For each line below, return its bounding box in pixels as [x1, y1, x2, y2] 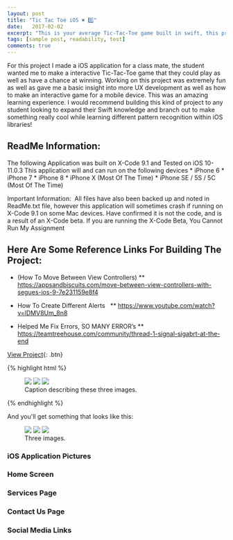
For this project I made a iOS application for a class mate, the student [7, 62, 205, 69]
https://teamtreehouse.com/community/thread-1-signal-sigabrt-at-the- [17, 329, 221, 338]
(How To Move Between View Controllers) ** [17, 273, 146, 281]
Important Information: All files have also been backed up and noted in [7, 194, 210, 202]
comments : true [7, 42, 51, 49]
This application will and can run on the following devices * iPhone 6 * [24, 166, 225, 174]
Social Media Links [7, 525, 72, 535]
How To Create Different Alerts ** [17, 301, 116, 309]
